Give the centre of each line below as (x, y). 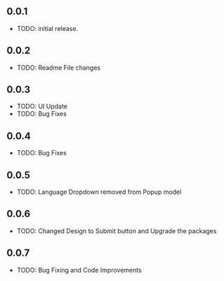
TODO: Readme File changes (59, 67)
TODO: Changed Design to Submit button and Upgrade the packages (117, 230)
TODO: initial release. (47, 28)
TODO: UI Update (42, 106)
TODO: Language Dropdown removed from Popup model (99, 192)
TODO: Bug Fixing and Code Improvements (79, 270)
